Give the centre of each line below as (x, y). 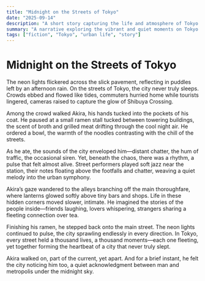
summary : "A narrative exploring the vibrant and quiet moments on (94, 29)
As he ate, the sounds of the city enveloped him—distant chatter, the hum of (102, 151)
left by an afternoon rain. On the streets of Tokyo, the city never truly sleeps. (102, 89)
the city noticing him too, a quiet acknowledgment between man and (93, 265)
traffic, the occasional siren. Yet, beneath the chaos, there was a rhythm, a (100, 158)
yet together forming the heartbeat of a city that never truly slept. (89, 247)
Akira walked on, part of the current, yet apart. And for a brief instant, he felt (102, 258)
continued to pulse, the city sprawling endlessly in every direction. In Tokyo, (102, 234)
